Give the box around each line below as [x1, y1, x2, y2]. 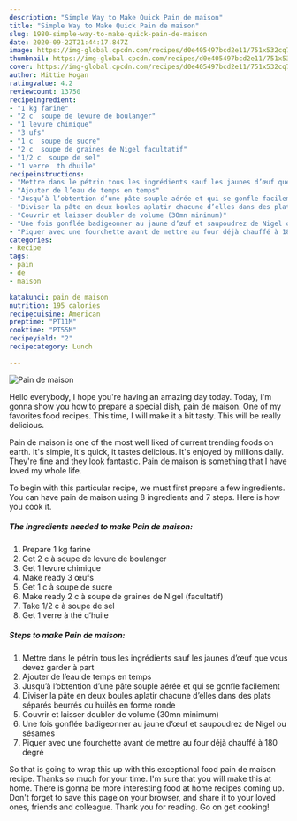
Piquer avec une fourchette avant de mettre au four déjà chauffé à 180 [21, 737, 278, 747]
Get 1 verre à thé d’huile [21, 609, 109, 621]
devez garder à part [21, 661, 95, 672]
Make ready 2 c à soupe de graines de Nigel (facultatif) [21, 590, 224, 601]
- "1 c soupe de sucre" [9, 137, 101, 145]
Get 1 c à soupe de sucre [21, 582, 113, 592]
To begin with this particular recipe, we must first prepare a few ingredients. [9, 482, 286, 493]
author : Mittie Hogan [9, 71, 89, 80]
